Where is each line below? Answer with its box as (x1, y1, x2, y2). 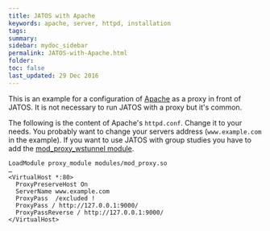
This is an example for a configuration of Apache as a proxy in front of (8, 93, 242, 103)
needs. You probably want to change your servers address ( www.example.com (8, 126, 262, 136)
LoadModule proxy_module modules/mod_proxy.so (8, 159, 168, 167)
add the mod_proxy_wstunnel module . (8, 143, 135, 153)
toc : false (8, 64, 45, 72)
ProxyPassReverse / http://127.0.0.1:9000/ (15, 208, 164, 217)
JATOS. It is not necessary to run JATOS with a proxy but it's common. (8, 102, 243, 112)
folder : (8, 57, 35, 65)
